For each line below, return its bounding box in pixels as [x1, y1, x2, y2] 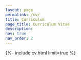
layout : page [5, 7, 33, 13]
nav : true [5, 31, 27, 36]
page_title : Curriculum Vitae [5, 21, 70, 27]
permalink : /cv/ [5, 12, 40, 17]
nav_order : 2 [5, 36, 33, 41]
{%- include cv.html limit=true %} [5, 49, 76, 56]
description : [5, 26, 33, 32]
